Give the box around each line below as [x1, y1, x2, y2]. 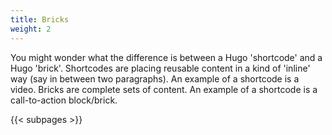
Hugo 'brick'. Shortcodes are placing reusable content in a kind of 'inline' [10, 62, 311, 74]
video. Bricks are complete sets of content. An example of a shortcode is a [10, 83, 318, 95]
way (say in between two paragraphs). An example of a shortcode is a [10, 72, 300, 85]
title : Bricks [10, 14, 70, 25]
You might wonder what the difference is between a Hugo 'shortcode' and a [10, 51, 323, 63]
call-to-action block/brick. [10, 94, 118, 106]
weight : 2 [10, 24, 52, 34]
